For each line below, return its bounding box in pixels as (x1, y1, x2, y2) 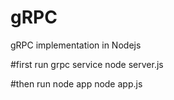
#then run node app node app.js (10, 77, 143, 90)
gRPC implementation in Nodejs (10, 39, 142, 51)
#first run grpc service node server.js (10, 58, 164, 70)
